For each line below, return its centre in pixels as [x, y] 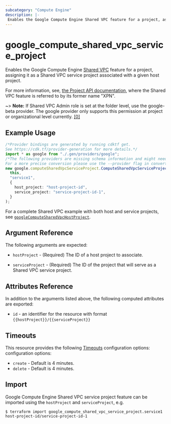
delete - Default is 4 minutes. [44, 368]
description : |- [22, 15]
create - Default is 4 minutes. [44, 363]
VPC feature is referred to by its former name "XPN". [60, 96]
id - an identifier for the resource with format [60, 314]
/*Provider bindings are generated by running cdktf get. [68, 145]
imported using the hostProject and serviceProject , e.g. [65, 402]
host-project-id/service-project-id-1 [46, 416]
